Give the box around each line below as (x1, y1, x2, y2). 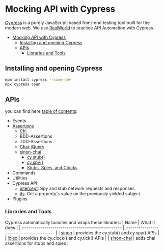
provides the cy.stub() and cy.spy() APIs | (76, 229, 160, 236)
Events (12, 118, 27, 124)
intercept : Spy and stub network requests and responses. (19, 185, 136, 192)
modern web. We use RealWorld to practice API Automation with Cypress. (5, 25, 155, 30)
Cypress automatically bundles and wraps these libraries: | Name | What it (5, 219, 155, 225)
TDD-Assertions (19, 139, 53, 145)
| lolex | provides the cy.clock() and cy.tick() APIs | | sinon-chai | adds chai (5, 235, 156, 241)
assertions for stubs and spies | (5, 240, 69, 246)
